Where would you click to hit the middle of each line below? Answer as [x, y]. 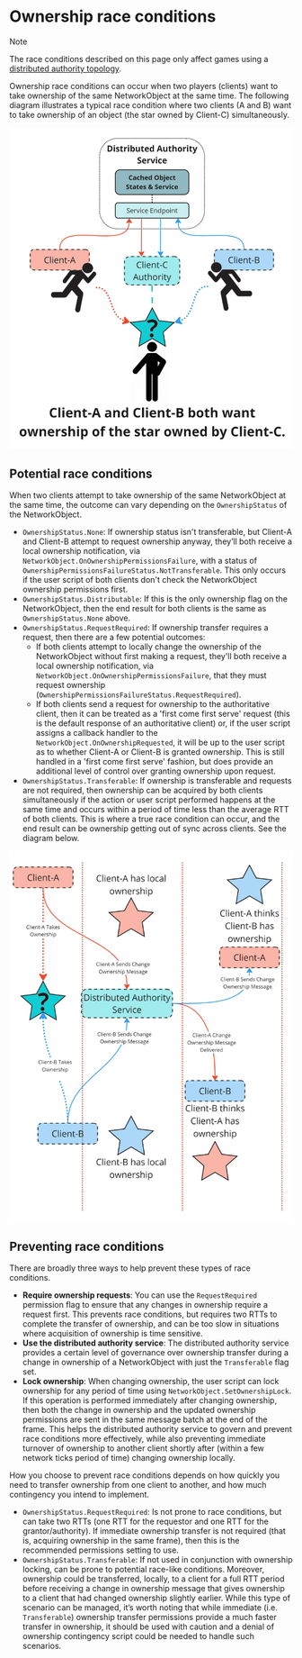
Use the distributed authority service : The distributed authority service [155, 1343]
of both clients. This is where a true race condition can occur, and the [151, 819]
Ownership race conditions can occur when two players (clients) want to [144, 86]
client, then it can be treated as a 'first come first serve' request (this [163, 714]
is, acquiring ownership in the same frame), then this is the [131, 1541]
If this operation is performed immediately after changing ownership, [149, 1400]
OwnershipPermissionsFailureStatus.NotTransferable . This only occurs [154, 570]
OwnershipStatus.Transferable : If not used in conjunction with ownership [157, 1560]
